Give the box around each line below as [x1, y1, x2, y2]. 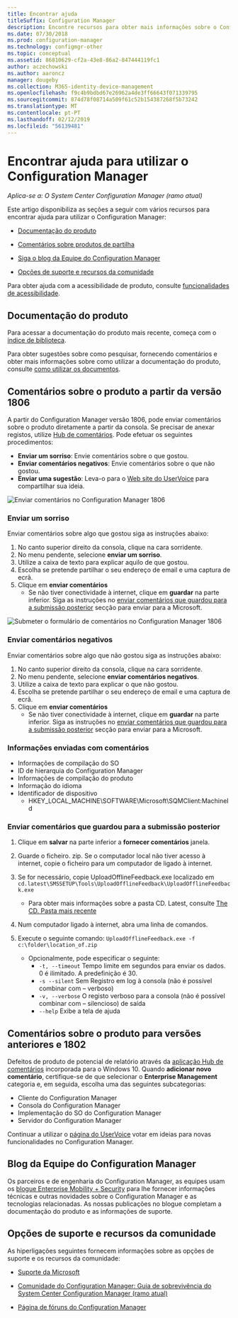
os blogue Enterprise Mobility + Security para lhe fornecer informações [7, 1184, 216, 1192]
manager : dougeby [7, 76, 59, 84]
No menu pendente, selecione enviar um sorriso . [17, 550, 162, 559]
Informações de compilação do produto [17, 774, 133, 782]
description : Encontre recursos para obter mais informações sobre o [7, 23, 217, 31]
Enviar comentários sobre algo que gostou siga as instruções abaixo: [7, 529, 209, 538]
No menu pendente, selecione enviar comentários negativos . [17, 672, 200, 681]
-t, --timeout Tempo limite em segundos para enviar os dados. [38, 962, 226, 970]
